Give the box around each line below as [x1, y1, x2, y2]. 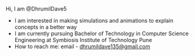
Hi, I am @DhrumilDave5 [5, 5, 67, 12]
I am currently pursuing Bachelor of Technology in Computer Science [14, 30, 189, 37]
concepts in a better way [14, 24, 77, 30]
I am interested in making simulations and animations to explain [14, 17, 174, 24]
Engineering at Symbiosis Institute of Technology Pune [14, 37, 152, 43]
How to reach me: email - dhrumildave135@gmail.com [14, 43, 151, 50]
